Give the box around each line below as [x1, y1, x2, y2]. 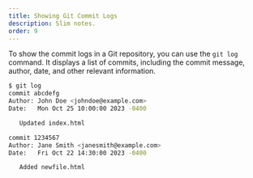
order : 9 [8, 27, 38, 35]
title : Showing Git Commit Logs [8, 11, 118, 20]
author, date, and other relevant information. [8, 66, 157, 76]
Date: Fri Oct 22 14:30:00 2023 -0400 [8, 149, 148, 157]
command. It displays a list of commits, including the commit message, [8, 57, 246, 67]
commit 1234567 [8, 133, 60, 142]
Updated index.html [19, 119, 85, 127]
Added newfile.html [19, 163, 85, 172]
